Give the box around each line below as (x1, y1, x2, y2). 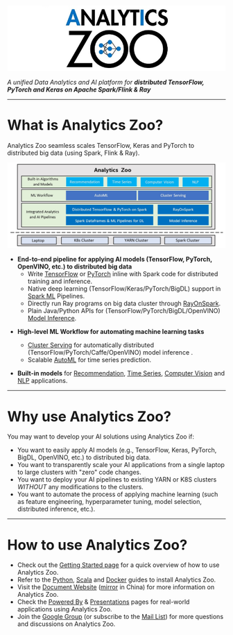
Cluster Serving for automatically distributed (27, 341, 155, 349)
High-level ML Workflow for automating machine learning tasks (17, 328, 205, 336)
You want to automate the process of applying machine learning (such (17, 490, 218, 498)
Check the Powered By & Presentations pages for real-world (17, 598, 190, 606)
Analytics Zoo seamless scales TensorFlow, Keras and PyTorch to (7, 142, 195, 150)
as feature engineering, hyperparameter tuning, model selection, (17, 498, 202, 506)
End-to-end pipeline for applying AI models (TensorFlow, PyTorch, (17, 255, 213, 264)
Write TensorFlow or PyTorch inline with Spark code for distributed (27, 270, 218, 278)
